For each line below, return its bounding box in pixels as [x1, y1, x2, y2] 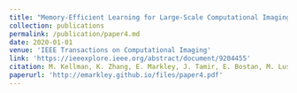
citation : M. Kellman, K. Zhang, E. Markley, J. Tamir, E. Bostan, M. [9, 63, 275, 72]
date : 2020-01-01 [9, 37, 73, 47]
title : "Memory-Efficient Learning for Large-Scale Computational [9, 12, 259, 22]
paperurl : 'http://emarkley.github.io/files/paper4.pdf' [9, 71, 224, 80]
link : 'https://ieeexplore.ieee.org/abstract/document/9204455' [9, 54, 251, 63]
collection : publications [9, 21, 104, 30]
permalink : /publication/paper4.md [9, 29, 141, 38]
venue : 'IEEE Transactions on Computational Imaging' [9, 46, 212, 55]
